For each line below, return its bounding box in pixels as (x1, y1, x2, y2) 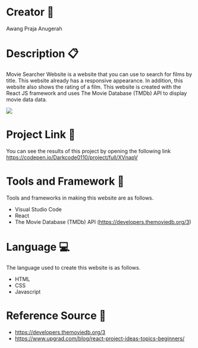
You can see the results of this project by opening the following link (6, 147, 171, 154)
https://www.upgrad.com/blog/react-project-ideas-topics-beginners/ (14, 335, 185, 342)
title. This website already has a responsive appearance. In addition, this (6, 77, 183, 84)
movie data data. (6, 96, 48, 103)
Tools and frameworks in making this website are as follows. (6, 194, 154, 201)
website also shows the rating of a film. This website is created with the (6, 83, 181, 90)
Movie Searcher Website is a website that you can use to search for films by (6, 71, 192, 78)
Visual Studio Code (14, 205, 62, 213)
